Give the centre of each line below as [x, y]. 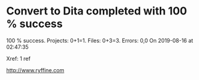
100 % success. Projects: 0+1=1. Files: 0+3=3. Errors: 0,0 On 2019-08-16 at [100, 40]
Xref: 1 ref [18, 58]
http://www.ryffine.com [35, 70]
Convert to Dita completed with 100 [97, 11]
